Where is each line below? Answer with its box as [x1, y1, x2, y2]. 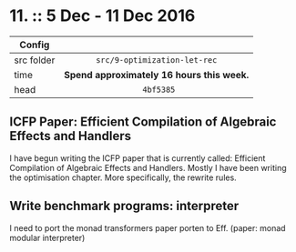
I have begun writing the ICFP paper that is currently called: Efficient [9, 152, 266, 164]
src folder [14, 54, 56, 66]
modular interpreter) [9, 232, 86, 243]
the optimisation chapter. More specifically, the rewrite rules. [9, 172, 237, 183]
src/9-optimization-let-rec [95, 55, 218, 65]
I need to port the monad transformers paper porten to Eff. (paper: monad [9, 222, 286, 233]
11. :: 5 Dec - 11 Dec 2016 [9, 5, 196, 26]
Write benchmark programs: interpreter [9, 198, 240, 214]
